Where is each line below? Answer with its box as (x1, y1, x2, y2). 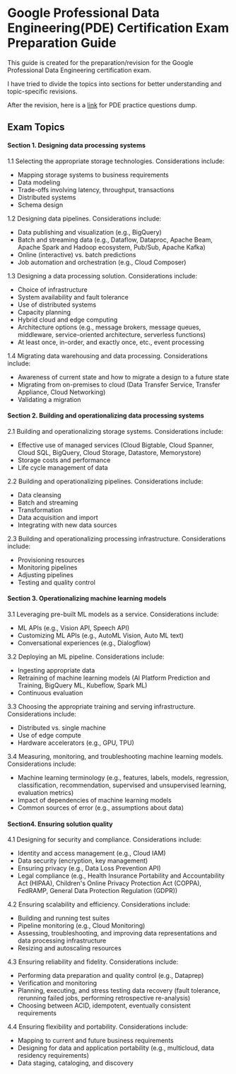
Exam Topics (7, 122, 65, 134)
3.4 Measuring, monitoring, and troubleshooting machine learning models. (7, 752, 224, 760)
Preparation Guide (7, 35, 117, 51)
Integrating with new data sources (17, 521, 117, 529)
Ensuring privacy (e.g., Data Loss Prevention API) (17, 864, 161, 873)
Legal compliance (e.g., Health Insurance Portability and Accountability (17, 871, 225, 880)
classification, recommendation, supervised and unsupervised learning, (17, 781, 227, 789)
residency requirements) (17, 1051, 90, 1060)
